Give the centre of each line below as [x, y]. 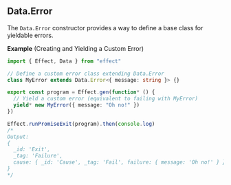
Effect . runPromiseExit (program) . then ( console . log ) [81, 124]
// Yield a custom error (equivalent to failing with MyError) [106, 99]
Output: [18, 137]
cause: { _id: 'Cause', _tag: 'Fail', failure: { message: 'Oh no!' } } [120, 162]
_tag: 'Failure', [38, 156]
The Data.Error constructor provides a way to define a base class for [105, 28]
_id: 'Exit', [32, 150]
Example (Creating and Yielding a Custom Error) [76, 48]
